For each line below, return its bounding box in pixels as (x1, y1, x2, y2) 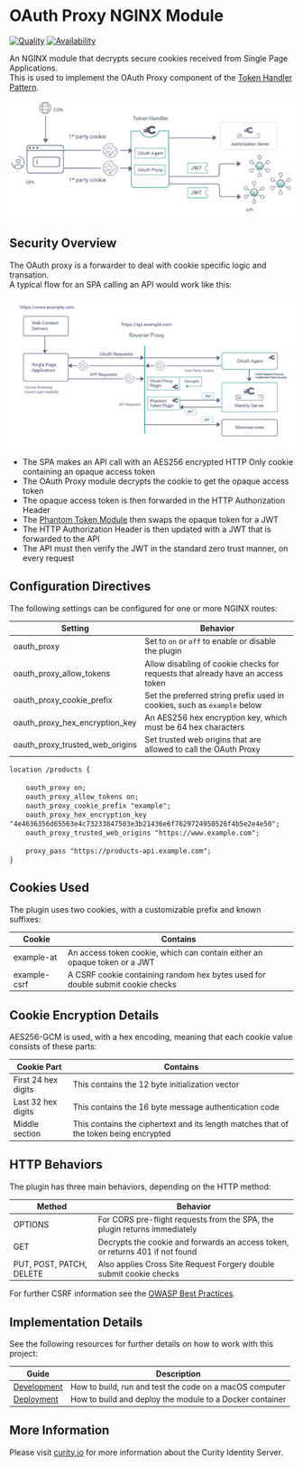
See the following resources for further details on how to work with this (9, 1339, 273, 1349)
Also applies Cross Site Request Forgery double (97, 1258, 275, 1269)
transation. (9, 269, 50, 280)
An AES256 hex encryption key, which (144, 712, 288, 724)
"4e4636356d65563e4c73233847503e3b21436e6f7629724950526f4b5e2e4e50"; (9, 819, 280, 828)
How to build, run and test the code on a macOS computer (70, 1381, 286, 1392)
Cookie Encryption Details (9, 1008, 160, 1023)
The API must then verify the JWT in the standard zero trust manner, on (22, 543, 289, 554)
